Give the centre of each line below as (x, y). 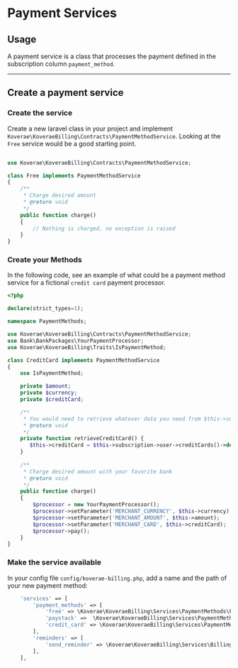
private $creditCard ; (52, 400)
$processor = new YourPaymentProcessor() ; (96, 505)
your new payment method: (47, 585)
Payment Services (62, 13)
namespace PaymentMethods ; (47, 322)
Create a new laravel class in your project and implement (90, 128)
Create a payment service (66, 93)
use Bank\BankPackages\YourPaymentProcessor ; (75, 341)
